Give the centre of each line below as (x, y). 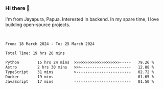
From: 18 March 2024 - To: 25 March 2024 (50, 44)
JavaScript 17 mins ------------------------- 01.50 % (80, 81)
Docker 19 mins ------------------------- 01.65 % (80, 77)
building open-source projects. (38, 25)
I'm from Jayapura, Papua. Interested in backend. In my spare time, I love (82, 19)
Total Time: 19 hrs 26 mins (35, 53)
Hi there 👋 (18, 8)
